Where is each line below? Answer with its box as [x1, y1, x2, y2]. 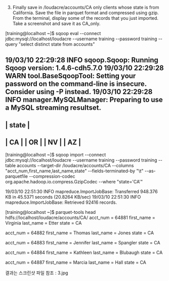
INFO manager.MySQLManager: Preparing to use [5, 96, 163, 104]
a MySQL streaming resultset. [5, 104, 101, 112]
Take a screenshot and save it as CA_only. [12, 20, 101, 26]
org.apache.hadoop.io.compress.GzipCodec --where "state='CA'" [5, 178, 143, 184]
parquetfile [5, 173, 28, 179]
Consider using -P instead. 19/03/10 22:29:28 [5, 87, 153, 96]
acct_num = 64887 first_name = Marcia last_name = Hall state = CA [5, 259, 147, 265]
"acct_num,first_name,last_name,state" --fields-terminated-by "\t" [5, 168, 144, 174]
